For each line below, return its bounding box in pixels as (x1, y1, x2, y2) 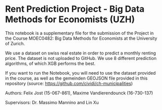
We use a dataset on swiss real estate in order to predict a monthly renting (5, 50, 156, 56)
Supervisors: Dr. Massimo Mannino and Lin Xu (5, 99, 99, 105)
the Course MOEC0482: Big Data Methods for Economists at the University (5, 35, 158, 41)
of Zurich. (5, 40, 25, 46)
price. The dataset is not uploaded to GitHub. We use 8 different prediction (5, 55, 157, 61)
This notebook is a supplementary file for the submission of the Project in (5, 30, 154, 36)
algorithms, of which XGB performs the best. (5, 60, 96, 66)
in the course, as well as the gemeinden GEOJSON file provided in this (5, 75, 148, 81)
